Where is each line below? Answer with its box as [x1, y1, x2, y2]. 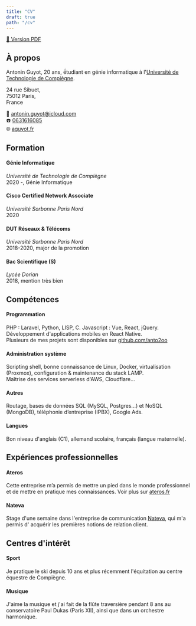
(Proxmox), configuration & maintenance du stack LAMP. [6, 369, 144, 376]
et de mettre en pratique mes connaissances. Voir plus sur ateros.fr [6, 488, 170, 496]
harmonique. [6, 613, 37, 620]
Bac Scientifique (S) [6, 258, 56, 265]
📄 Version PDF [6, 36, 41, 43]
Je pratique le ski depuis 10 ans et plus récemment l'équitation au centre [6, 568, 183, 575]
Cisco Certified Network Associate [6, 192, 93, 199]
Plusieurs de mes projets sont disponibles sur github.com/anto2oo [6, 336, 168, 343]
